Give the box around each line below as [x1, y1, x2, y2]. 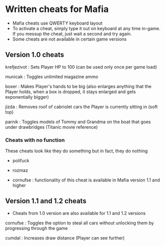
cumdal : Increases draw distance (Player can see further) [5, 234, 125, 241]
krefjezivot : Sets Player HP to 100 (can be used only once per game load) [5, 64, 157, 70]
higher [12, 182, 26, 188]
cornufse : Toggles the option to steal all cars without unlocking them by [5, 219, 154, 226]
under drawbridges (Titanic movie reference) [5, 124, 98, 130]
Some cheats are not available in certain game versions [12, 36, 126, 42]
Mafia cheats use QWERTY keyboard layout [12, 20, 102, 26]
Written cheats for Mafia [5, 4, 109, 15]
